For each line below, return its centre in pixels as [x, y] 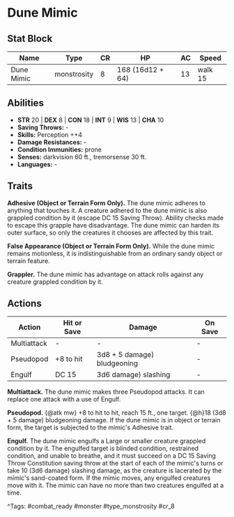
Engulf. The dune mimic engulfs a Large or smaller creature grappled [107, 441]
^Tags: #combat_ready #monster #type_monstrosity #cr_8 [91, 507]
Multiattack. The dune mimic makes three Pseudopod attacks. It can [106, 392]
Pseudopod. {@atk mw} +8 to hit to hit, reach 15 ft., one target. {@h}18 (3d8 [117, 413]
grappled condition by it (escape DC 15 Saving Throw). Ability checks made [116, 218]
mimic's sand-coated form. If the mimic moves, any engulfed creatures [109, 478]
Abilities [25, 103]
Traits [20, 186]
